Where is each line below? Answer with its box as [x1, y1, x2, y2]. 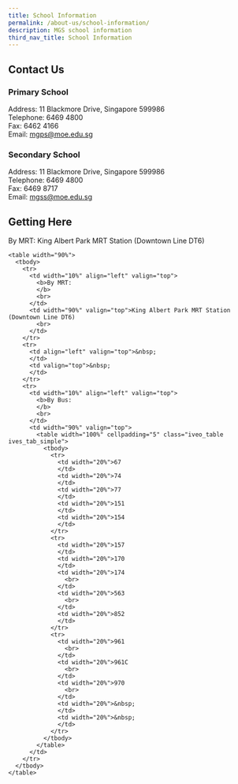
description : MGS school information [8, 26, 132, 34]
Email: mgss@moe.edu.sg [8, 192, 93, 202]
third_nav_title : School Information [8, 33, 132, 42]
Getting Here [8, 215, 73, 229]
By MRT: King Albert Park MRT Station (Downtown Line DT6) [8, 236, 205, 245]
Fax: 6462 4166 [8, 121, 59, 130]
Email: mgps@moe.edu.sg [8, 129, 93, 139]
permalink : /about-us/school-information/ [8, 19, 150, 27]
